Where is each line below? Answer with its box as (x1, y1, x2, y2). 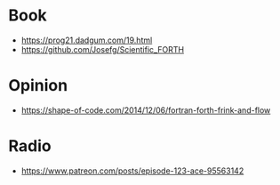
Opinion (8, 76, 68, 96)
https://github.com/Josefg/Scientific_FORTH (20, 44, 184, 54)
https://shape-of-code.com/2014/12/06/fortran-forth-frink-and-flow (20, 104, 271, 116)
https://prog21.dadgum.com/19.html (20, 35, 153, 45)
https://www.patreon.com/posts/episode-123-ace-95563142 (20, 165, 244, 176)
